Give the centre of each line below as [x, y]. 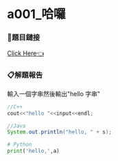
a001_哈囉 [36, 14]
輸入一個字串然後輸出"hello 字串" [54, 93]
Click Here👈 [26, 53]
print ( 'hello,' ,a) [33, 151]
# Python [20, 145]
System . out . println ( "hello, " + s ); [59, 132]
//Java [16, 126]
